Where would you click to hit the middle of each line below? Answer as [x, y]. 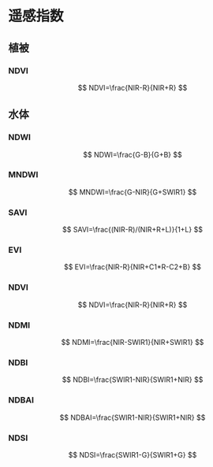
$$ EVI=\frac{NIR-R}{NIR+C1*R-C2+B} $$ [133, 267]
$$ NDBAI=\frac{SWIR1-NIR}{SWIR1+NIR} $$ [133, 417]
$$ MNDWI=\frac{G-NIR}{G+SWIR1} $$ [133, 192]
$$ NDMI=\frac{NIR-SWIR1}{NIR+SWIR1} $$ [133, 343]
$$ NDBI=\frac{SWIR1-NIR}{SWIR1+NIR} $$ [133, 380]
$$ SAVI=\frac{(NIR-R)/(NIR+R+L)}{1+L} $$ [133, 230]
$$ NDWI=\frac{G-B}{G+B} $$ [133, 154]
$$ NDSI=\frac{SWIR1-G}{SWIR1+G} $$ [133, 454]
